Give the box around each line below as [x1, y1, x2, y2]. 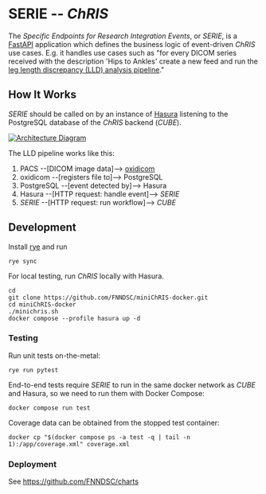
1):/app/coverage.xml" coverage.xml [8, 440, 130, 448]
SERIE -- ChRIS [8, 5, 109, 23]
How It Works [8, 88, 77, 102]
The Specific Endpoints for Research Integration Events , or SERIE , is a [8, 31, 237, 41]
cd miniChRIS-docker [8, 300, 77, 309]
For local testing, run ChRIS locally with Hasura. [8, 271, 165, 281]
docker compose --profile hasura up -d [8, 314, 141, 322]
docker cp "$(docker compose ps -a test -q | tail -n [8, 433, 191, 441]
